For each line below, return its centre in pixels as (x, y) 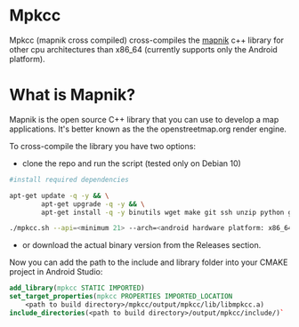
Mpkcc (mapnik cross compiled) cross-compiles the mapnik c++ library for (147, 40)
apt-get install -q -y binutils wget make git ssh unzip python (163, 212)
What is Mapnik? (73, 95)
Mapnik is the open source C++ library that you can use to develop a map (144, 119)
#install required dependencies (69, 179)
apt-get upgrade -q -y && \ (93, 204)
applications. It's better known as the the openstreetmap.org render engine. (148, 129)
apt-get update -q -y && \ (59, 195)
